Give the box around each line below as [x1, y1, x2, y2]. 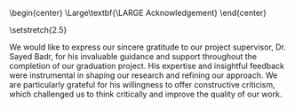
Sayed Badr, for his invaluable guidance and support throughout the [9, 51, 258, 61]
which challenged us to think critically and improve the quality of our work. [9, 89, 283, 99]
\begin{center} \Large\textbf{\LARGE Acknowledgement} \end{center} [9, 8, 267, 18]
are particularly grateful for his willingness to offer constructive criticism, [9, 80, 275, 89]
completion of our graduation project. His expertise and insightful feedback [9, 61, 285, 71]
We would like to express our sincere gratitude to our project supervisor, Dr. [9, 42, 286, 52]
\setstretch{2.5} [9, 25, 68, 35]
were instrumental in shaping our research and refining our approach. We [9, 70, 278, 81]
